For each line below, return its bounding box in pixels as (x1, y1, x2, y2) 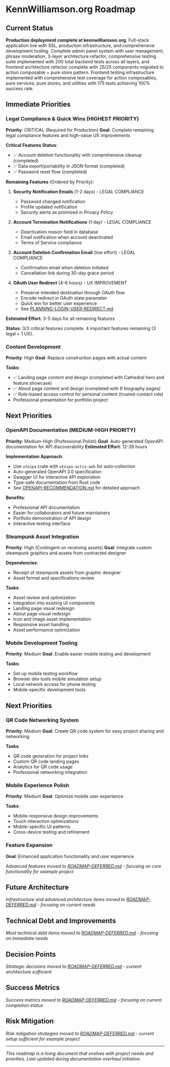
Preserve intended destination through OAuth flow (20, 290, 125, 296)
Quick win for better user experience (20, 300, 97, 306)
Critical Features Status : (6, 142, 58, 148)
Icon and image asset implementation (13, 616, 91, 622)
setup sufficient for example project (6, 1036, 80, 1042)
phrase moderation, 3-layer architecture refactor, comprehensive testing (6, 53, 156, 59)
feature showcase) (13, 380, 52, 386)
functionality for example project (6, 868, 74, 874)
